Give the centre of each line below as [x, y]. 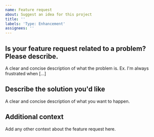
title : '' [15, 19]
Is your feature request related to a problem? [76, 49]
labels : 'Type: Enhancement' [35, 24]
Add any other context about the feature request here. [60, 129]
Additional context [34, 117]
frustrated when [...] [26, 73]
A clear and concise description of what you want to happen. [68, 101]
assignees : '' [20, 28]
